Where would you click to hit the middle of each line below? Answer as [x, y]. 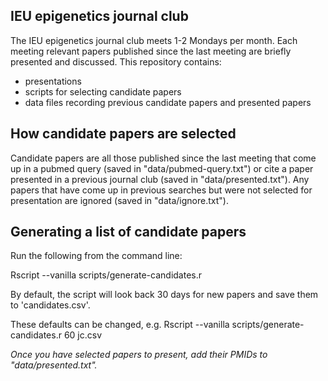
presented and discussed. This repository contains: [116, 61]
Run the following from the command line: [96, 256]
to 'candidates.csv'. [50, 305]
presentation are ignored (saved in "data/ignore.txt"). [119, 200]
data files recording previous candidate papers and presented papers [168, 102]
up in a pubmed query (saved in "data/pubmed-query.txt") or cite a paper [162, 168]
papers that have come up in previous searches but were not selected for [161, 190]
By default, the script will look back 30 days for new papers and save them [164, 295]
